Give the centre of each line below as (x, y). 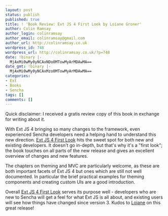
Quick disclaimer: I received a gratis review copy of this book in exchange (82, 114)
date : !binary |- (24, 57)
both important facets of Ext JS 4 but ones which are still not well (74, 171)
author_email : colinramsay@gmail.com (45, 39)
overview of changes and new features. (47, 156)
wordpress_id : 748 (25, 48)
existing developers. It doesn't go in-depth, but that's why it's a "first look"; (84, 146)
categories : (18, 76)
